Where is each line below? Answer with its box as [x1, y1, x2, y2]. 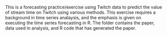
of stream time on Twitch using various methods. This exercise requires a [5, 9, 156, 15]
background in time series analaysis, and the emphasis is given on [5, 15, 142, 20]
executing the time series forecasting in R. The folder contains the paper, [5, 20, 155, 26]
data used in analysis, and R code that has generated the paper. [5, 25, 136, 31]
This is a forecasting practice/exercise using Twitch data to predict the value [5, 4, 163, 10]
